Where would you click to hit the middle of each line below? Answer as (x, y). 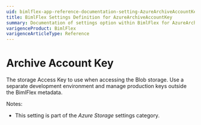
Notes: (14, 104)
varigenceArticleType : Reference (48, 34)
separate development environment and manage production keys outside (97, 86)
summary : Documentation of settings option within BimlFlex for (88, 23)
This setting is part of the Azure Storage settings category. (87, 115)
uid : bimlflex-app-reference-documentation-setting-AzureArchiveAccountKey (103, 12)
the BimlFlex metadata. (34, 92)
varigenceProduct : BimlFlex (41, 28)
